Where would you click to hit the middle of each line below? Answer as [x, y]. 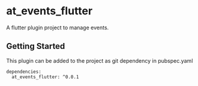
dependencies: [24, 72]
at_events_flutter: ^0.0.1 [45, 77]
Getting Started [36, 46]
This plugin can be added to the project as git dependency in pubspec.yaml [100, 60]
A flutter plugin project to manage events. [58, 27]
